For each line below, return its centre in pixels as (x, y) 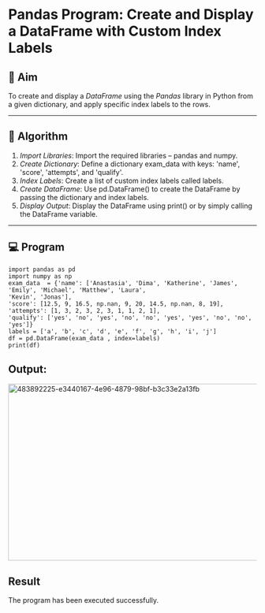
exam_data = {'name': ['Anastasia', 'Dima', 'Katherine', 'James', (123, 283)
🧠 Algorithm (38, 137)
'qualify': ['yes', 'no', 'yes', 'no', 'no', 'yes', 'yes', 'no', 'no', (130, 318)
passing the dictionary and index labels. (84, 197)
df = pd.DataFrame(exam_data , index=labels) (84, 338)
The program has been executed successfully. (84, 600)
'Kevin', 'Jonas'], (40, 297)
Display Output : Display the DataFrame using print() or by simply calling (136, 206)
